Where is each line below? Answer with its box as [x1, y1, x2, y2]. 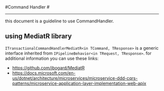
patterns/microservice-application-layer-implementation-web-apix [12, 80, 146, 86]
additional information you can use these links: [5, 55, 99, 61]
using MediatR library [5, 32, 72, 40]
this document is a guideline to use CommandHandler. [5, 18, 114, 24]
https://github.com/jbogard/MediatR [12, 65, 85, 71]
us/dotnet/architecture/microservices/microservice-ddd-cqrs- [12, 75, 138, 81]
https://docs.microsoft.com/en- [12, 70, 76, 76]
